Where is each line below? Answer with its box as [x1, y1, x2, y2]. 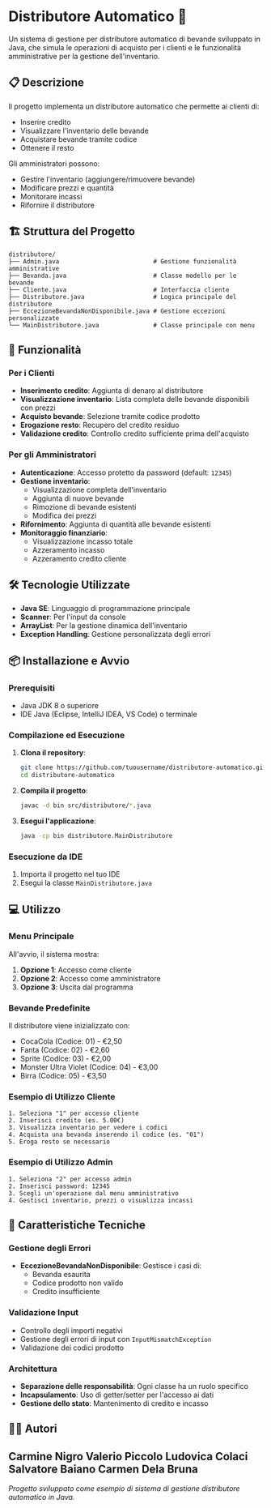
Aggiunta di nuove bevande [32, 493, 125, 503]
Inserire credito [19, 117, 71, 126]
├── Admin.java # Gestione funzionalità [8, 257, 237, 266]
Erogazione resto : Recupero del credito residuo [19, 421, 180, 430]
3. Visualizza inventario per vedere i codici [8, 1124, 168, 1132]
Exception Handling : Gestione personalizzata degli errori [19, 630, 211, 639]
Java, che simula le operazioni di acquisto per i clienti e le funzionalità [8, 42, 241, 52]
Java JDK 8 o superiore [19, 701, 100, 711]
